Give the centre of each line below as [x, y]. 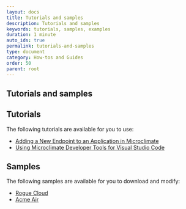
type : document [26, 52]
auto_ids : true [26, 40]
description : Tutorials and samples [53, 23]
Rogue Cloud [32, 193]
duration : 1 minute [31, 35]
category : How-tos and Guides [45, 57]
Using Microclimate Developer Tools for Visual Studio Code [90, 147]
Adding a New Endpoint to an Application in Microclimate [87, 141]
